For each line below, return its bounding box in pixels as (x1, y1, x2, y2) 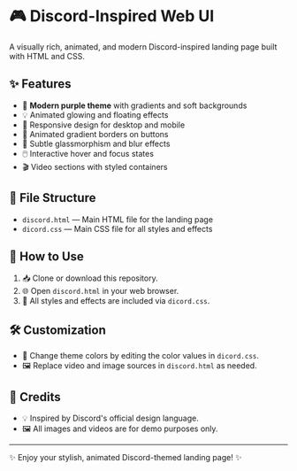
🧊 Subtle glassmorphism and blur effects (21, 138, 171, 149)
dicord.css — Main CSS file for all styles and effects (21, 223, 213, 234)
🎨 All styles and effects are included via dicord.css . (21, 296, 210, 306)
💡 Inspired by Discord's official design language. (21, 413, 199, 423)
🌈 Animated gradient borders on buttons (21, 128, 169, 139)
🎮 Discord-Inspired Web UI (9, 6, 215, 27)
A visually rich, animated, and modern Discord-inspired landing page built (9, 41, 278, 52)
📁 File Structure (9, 190, 96, 205)
